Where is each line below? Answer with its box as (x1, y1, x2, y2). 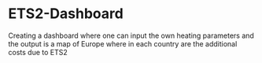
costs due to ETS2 (8, 47, 68, 57)
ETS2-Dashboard (8, 5, 124, 23)
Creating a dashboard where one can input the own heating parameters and (8, 31, 254, 40)
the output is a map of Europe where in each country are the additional (8, 39, 238, 48)
